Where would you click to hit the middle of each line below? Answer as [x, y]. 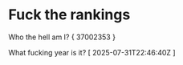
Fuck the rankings [69, 15]
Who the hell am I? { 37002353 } [62, 37]
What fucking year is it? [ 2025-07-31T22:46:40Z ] [92, 52]
